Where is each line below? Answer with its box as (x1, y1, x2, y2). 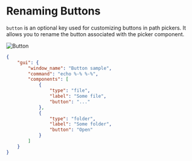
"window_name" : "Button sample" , (28, 65, 112, 71)
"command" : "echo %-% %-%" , (28, 71, 98, 77)
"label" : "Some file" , (49, 93, 107, 99)
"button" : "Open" (49, 127, 94, 133)
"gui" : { (17, 59, 39, 66)
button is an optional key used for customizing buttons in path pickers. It (6, 24, 186, 31)
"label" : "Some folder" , (49, 121, 112, 127)
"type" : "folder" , (49, 116, 96, 122)
